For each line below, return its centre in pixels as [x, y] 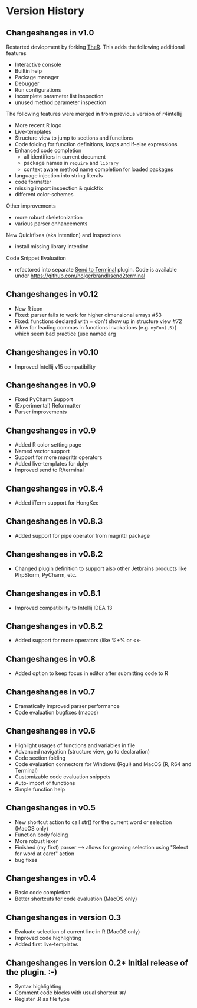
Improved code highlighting [48, 938]
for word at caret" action [45, 854]
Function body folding [41, 835]
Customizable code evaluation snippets [63, 777]
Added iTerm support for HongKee [57, 503]
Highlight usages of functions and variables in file [75, 745]
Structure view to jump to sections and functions [74, 138]
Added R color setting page [48, 445]
